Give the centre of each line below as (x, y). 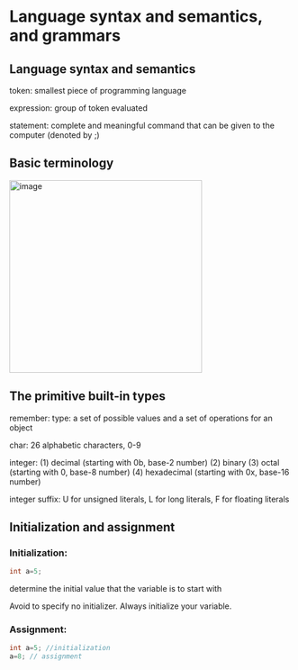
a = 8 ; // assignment (46, 656)
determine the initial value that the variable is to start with (116, 589)
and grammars (65, 36)
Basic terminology (62, 163)
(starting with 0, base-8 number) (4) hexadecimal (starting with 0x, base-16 (149, 472)
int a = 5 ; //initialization (60, 648)
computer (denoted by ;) (55, 135)
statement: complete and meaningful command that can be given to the (142, 125)
